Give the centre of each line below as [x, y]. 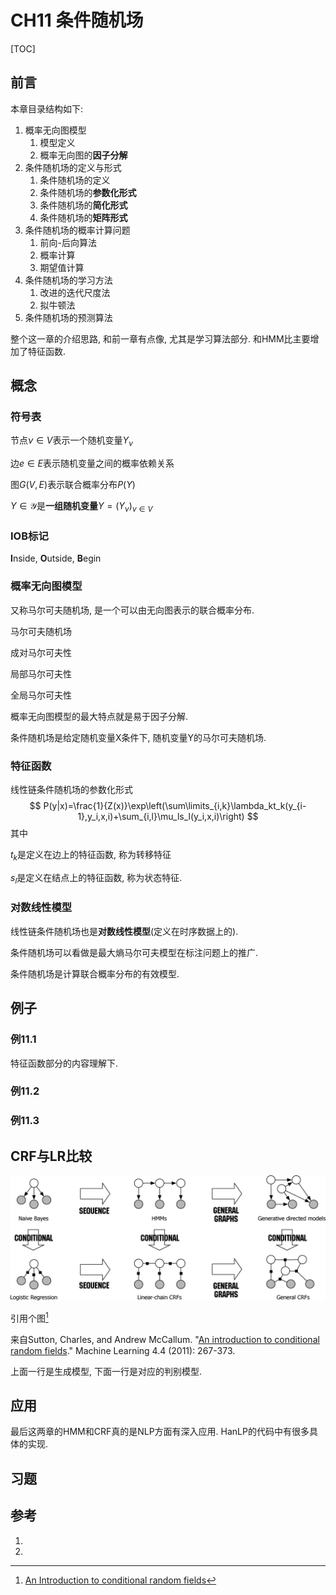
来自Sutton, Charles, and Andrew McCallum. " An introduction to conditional [165, 1339]
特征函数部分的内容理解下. [64, 1063]
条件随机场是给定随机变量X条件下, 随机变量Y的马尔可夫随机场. [138, 737]
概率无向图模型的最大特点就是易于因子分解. [99, 716]
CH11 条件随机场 [77, 20]
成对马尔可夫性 [41, 652]
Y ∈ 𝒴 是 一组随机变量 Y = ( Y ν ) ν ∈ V [81, 507]
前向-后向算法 [68, 242]
